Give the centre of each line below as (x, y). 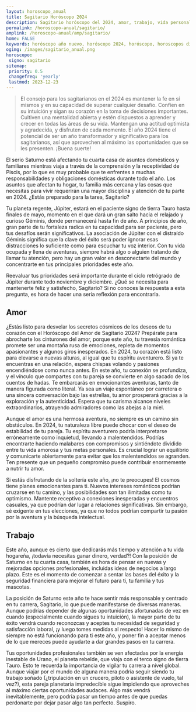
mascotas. (18, 587)
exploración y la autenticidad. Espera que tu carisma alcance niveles (88, 401)
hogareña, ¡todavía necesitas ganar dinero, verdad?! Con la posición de (92, 555)
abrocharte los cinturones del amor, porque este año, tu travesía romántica (96, 339)
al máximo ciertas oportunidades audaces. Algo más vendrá (78, 690)
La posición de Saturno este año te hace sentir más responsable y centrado (97, 598)
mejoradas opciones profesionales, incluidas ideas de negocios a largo (91, 568)
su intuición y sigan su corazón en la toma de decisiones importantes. (104, 111)
